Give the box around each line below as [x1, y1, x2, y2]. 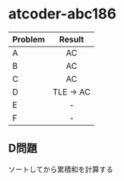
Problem [12, 34, 46, 45]
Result [58, 34, 84, 45]
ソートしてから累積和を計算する [8, 164, 114, 174]
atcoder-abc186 [8, 5, 117, 23]
